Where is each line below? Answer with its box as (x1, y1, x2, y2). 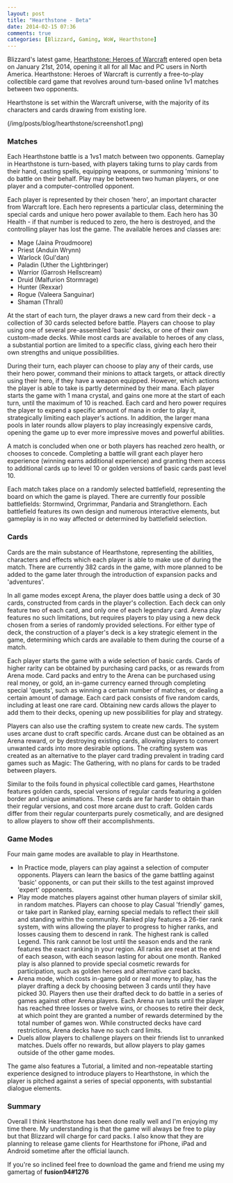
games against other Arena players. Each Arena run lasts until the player (17, 997, 225, 1005)
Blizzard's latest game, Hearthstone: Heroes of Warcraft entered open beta (7, 55, 223, 63)
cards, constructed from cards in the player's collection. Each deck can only (7, 598, 226, 607)
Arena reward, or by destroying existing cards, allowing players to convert (7, 736, 219, 745)
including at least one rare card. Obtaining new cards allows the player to (7, 701, 217, 709)
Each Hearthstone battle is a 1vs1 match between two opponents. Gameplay (7, 153, 225, 161)
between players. (7, 766, 57, 774)
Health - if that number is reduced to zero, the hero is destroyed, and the (7, 217, 216, 226)
